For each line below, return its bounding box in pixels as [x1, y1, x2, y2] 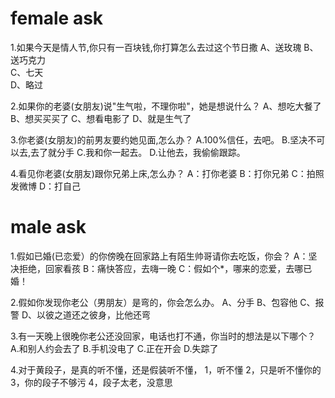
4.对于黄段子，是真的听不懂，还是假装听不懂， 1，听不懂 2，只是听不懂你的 [10, 363, 322, 376]
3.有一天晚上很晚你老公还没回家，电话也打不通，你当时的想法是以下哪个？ [10, 330, 317, 342]
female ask [10, 7, 104, 30]
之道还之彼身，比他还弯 [54, 308, 152, 321]
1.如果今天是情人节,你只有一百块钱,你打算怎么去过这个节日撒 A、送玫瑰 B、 [10, 41, 319, 53]
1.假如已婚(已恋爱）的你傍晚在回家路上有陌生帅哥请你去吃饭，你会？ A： [10, 250, 309, 262]
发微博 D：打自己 [10, 180, 82, 192]
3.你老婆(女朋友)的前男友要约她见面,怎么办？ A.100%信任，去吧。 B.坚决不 [10, 133, 317, 146]
